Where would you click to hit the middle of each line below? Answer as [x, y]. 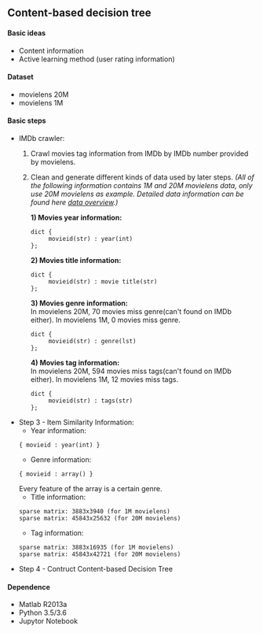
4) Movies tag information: [75, 363]
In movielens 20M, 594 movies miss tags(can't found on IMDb [131, 371]
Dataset [20, 77]
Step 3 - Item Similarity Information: [76, 422]
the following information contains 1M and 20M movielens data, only [141, 185]
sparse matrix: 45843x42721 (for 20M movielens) [100, 554]
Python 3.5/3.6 [43, 613]
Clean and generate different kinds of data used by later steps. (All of [142, 177]
